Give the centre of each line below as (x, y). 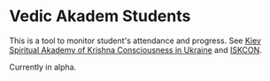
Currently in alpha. (43, 67)
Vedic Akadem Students (100, 16)
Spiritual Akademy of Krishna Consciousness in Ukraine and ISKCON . (136, 49)
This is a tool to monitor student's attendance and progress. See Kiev (135, 40)
